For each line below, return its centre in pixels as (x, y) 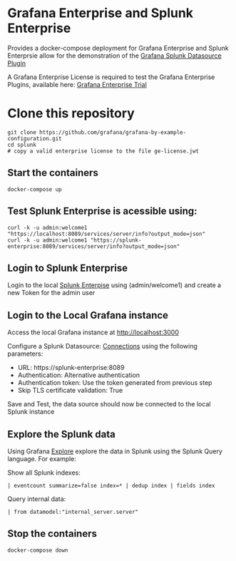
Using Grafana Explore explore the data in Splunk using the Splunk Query (115, 451)
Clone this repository (71, 114)
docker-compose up (35, 189)
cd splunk (22, 145)
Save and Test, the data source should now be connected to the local (109, 404)
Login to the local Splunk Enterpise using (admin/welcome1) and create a (114, 285)
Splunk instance (31, 412)
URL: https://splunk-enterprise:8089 (71, 368)
